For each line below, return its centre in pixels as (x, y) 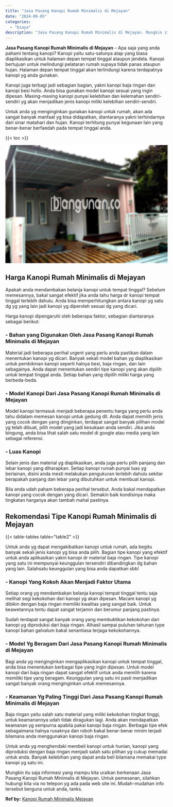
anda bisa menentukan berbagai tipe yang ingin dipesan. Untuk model (80, 667)
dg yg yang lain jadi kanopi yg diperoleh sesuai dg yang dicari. (72, 306)
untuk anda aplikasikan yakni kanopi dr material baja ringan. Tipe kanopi (82, 558)
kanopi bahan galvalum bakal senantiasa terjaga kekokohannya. (73, 630)
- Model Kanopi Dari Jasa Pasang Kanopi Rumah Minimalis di (83, 393)
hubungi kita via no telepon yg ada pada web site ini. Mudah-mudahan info (84, 784)
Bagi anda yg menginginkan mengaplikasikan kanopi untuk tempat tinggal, (84, 661)
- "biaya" (20, 27)
